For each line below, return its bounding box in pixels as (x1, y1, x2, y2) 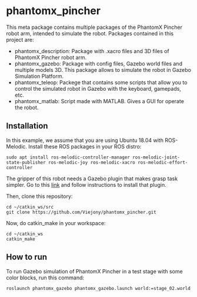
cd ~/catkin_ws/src (6, 204, 54, 210)
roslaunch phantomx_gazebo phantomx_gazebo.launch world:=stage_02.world (6, 285, 191, 291)
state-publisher (6, 159, 46, 166)
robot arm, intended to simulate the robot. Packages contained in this (6, 29, 174, 37)
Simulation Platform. (14, 72, 64, 80)
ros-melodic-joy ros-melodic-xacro (48, 159, 135, 166)
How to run (6, 252, 48, 262)
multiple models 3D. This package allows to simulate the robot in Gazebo (14, 66, 191, 73)
